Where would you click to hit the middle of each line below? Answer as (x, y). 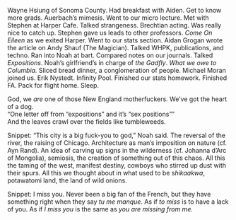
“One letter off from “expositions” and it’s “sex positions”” (91, 114)
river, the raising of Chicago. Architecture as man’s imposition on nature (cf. (117, 143)
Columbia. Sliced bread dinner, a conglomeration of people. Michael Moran (117, 70)
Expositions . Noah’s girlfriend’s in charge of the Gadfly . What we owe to (112, 63)
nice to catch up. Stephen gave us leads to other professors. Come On (110, 33)
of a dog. (20, 106)
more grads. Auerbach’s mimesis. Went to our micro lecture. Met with (108, 18)
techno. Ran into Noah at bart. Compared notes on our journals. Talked (110, 55)
